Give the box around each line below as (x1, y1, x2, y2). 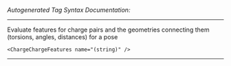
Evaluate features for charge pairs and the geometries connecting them (7, 25, 210, 34)
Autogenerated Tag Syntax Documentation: (7, 6, 131, 14)
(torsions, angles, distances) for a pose (7, 33, 118, 41)
